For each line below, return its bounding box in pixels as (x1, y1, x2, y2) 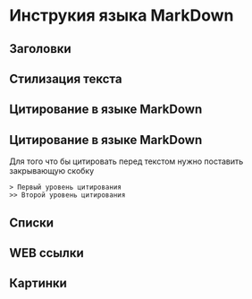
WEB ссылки (9, 245, 85, 261)
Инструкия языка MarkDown (9, 5, 234, 26)
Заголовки (9, 41, 71, 56)
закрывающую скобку (9, 166, 95, 176)
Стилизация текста (9, 71, 122, 86)
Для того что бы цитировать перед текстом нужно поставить (9, 156, 244, 167)
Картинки (9, 276, 67, 291)
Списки (9, 215, 55, 230)
